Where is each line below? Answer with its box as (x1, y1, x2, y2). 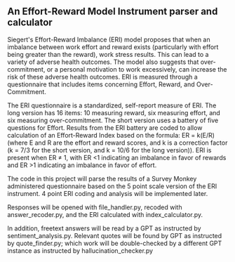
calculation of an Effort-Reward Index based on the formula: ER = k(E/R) (7, 131, 215, 139)
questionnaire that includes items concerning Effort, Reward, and (7, 80, 195, 89)
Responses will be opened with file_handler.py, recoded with (7, 203, 182, 211)
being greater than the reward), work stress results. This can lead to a (7, 50, 209, 58)
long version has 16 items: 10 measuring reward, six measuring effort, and (7, 108, 221, 117)
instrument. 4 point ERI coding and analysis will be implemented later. (7, 189, 208, 197)
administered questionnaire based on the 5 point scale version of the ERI (7, 182, 217, 190)
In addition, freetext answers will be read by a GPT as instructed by (7, 224, 201, 232)
